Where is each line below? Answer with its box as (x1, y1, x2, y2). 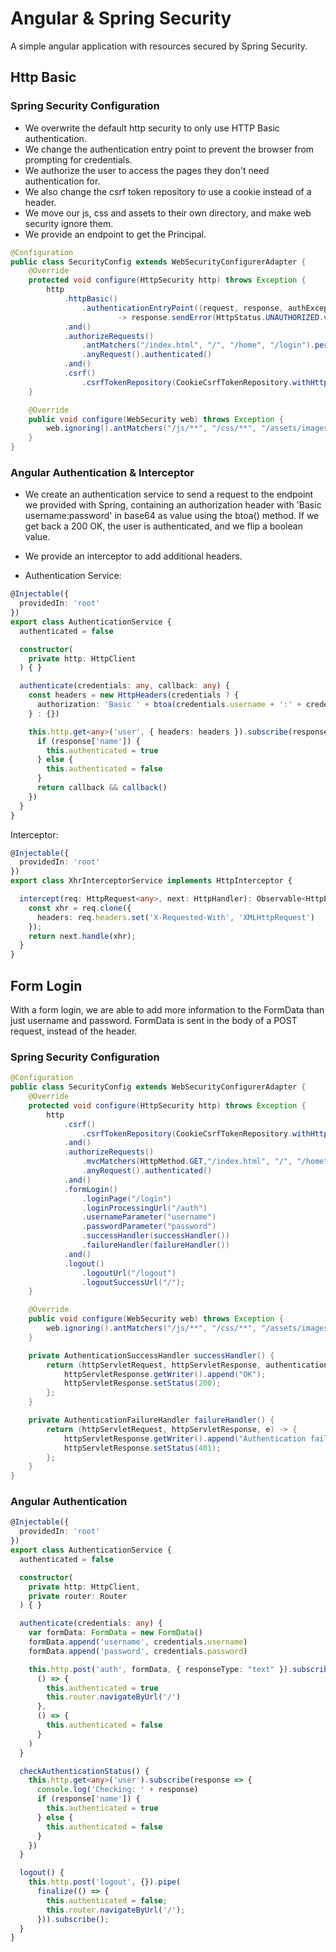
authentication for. (24, 175, 101, 187)
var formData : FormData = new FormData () (28, 1628, 203, 1638)
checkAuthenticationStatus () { (19, 1766, 150, 1776)
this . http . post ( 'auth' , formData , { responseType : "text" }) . (28, 1664, 293, 1674)
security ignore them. (24, 217, 114, 229)
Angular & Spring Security (10, 7, 232, 30)
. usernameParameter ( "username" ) (81, 1212, 217, 1222)
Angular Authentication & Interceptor (10, 465, 195, 479)
